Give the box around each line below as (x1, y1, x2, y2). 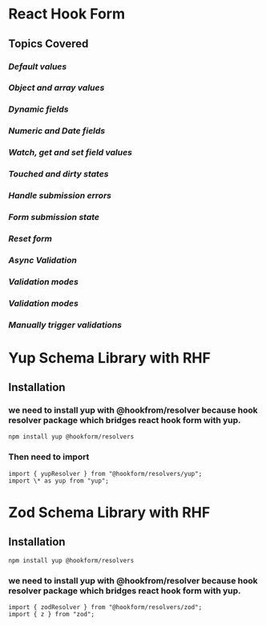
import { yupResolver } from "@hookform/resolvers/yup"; (8, 469, 203, 478)
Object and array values (8, 82, 105, 93)
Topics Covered (8, 37, 89, 51)
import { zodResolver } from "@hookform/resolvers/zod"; (8, 604, 203, 612)
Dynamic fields (8, 104, 69, 115)
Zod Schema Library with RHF (8, 503, 211, 522)
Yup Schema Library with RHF (8, 348, 211, 367)
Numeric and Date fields (8, 125, 106, 136)
